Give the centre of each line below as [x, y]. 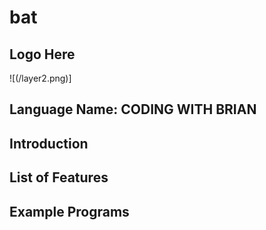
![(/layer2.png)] [40, 78]
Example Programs [69, 211]
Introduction [49, 143]
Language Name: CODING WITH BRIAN [133, 109]
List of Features [59, 177]
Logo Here [42, 54]
